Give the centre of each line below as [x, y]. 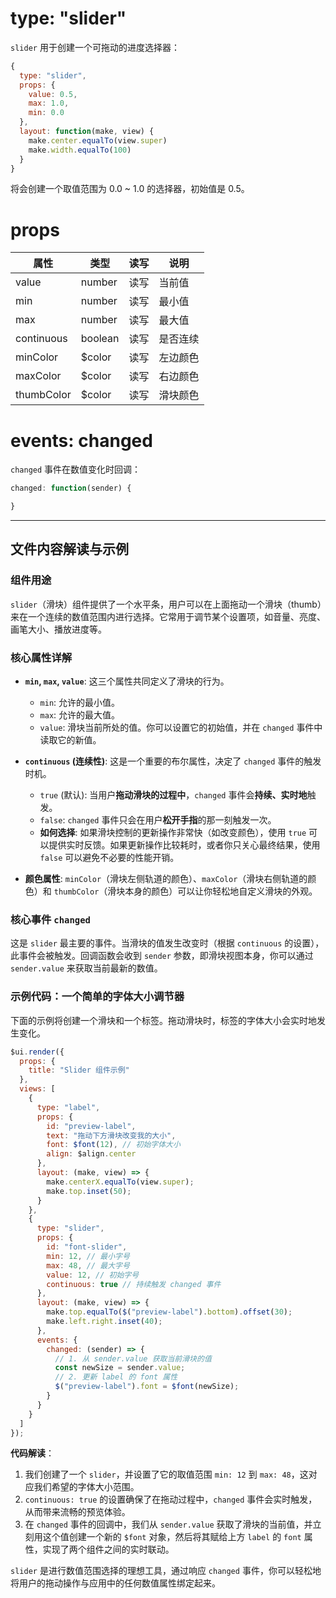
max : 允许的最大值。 [80, 715]
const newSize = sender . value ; [120, 1368]
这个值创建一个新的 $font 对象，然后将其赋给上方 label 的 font [172, 1537]
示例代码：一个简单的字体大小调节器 [97, 997]
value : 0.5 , [53, 94]
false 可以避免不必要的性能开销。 [109, 858]
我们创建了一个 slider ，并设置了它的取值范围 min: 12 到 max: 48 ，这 [166, 1474]
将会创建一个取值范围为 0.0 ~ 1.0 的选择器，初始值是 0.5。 [130, 189]
